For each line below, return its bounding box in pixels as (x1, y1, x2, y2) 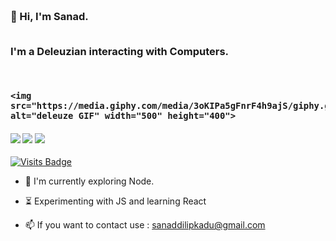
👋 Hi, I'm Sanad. (10, 9, 89, 23)
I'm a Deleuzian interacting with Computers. (10, 45, 230, 59)
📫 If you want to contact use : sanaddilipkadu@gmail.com (24, 219, 266, 231)
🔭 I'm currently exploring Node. (24, 175, 155, 187)
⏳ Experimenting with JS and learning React (24, 195, 207, 207)
